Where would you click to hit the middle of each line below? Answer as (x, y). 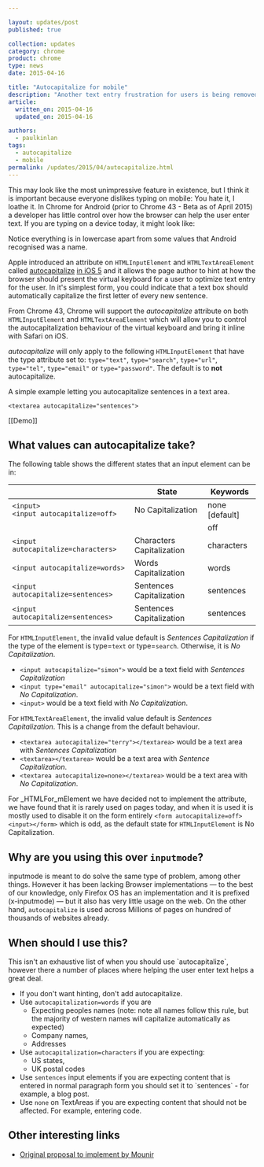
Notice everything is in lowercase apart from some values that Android (123, 238)
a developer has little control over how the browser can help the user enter (129, 215)
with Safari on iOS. (38, 336)
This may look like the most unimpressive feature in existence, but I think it (129, 190)
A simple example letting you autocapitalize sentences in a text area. (119, 391)
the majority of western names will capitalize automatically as (130, 1018)
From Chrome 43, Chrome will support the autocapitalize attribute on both (128, 311)
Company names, (60, 1035)
